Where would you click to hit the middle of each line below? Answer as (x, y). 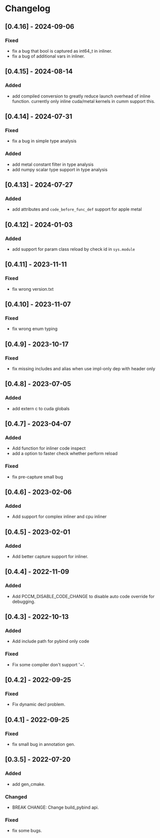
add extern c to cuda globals (41, 408)
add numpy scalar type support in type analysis (60, 169)
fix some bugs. (27, 831)
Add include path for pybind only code (51, 641)
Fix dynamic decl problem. (39, 704)
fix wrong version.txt (33, 289)
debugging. (24, 601)
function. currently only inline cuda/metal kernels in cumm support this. (84, 101)
